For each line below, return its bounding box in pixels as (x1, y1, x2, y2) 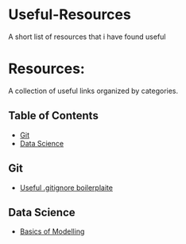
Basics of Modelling (19, 227, 85, 236)
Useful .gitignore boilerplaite (19, 183, 114, 192)
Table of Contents (8, 109, 99, 122)
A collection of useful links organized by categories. (8, 86, 179, 95)
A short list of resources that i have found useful (8, 32, 166, 41)
